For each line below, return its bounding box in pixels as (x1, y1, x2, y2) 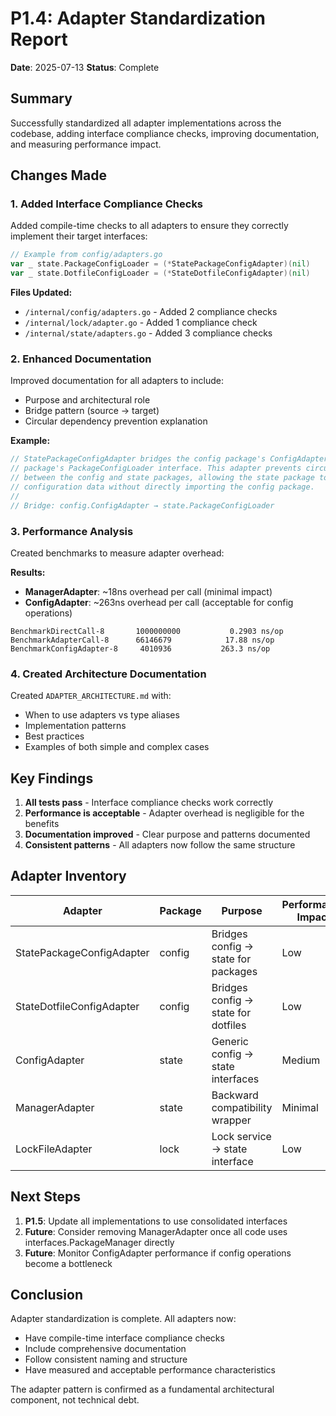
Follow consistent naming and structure (24, 1353, 188, 1366)
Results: (10, 566, 46, 578)
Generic (211, 1034, 249, 1048)
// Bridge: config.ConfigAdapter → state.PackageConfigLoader (10, 500, 275, 511)
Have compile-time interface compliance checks (24, 1332, 225, 1344)
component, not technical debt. (10, 1394, 140, 1406)
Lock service (211, 1129, 272, 1143)
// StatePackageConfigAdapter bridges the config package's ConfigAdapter (10, 454, 329, 464)
